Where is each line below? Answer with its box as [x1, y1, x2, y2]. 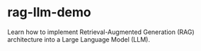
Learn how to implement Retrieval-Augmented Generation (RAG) [7, 28, 195, 36]
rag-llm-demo [7, 4, 91, 21]
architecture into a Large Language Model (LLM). [7, 35, 151, 43]
